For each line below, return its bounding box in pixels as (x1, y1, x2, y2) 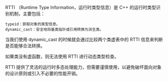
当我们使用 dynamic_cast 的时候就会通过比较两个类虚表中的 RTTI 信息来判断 (5, 37, 163, 42)
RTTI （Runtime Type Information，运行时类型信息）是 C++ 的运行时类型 (5, 5, 156, 10)
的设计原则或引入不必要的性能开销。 (5, 70, 80, 76)
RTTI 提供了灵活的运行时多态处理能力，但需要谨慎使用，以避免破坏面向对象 (5, 64, 162, 70)
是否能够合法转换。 (5, 43, 45, 49)
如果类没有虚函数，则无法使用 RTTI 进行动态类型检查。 (5, 53, 119, 59)
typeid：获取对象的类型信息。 (5, 22, 60, 27)
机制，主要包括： (9, 11, 45, 17)
